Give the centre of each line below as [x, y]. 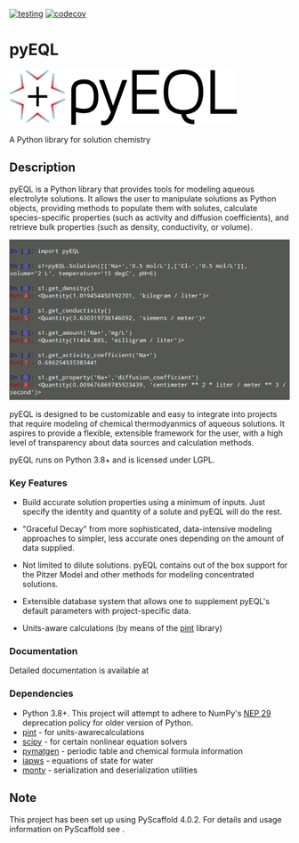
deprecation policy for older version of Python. [108, 723]
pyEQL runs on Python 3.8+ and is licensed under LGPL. [112, 460]
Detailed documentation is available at [79, 671]
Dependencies [41, 693]
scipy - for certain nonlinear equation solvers [105, 741]
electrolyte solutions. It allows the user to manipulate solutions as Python [143, 198]
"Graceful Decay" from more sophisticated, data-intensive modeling [147, 529]
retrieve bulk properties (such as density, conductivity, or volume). [131, 226]
